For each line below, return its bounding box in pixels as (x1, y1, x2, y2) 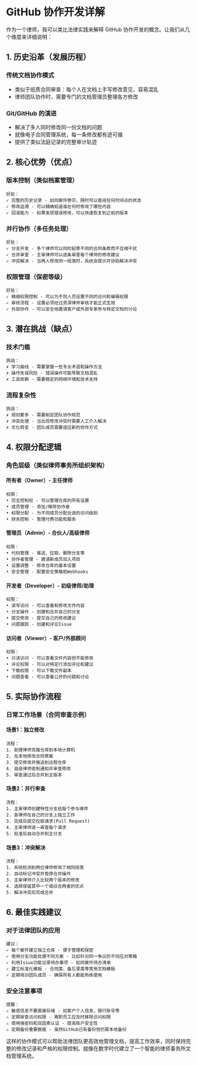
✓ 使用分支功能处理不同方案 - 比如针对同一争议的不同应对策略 (6, 953, 137, 959)
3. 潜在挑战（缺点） (6, 324, 77, 334)
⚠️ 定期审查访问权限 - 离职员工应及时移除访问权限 (6, 1014, 111, 1020)
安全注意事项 (6, 987, 43, 995)
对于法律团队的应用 (6, 926, 60, 935)
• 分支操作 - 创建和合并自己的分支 (6, 609, 81, 615)
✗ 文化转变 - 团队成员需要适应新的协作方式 (6, 424, 98, 431)
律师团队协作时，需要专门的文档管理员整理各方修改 (14, 93, 138, 100)
